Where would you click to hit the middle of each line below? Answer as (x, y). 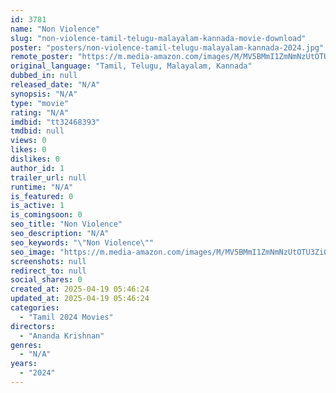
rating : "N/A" (40, 112)
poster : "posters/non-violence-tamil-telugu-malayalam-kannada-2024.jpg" (167, 47)
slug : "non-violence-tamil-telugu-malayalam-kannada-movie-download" (158, 38)
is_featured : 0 (42, 196)
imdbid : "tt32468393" (55, 122)
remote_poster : (42, 57)
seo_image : (33, 252)
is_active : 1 (37, 206)
